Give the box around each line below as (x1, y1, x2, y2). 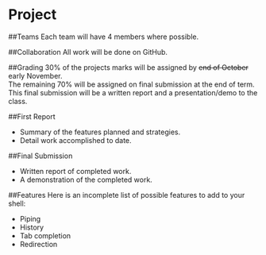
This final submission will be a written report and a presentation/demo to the (8, 87, 258, 97)
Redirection (19, 239, 58, 249)
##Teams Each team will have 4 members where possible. (8, 32, 199, 41)
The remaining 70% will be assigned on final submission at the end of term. (8, 79, 256, 89)
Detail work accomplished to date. (19, 135, 133, 145)
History (19, 222, 44, 232)
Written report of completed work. (19, 166, 132, 176)
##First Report (8, 111, 56, 121)
